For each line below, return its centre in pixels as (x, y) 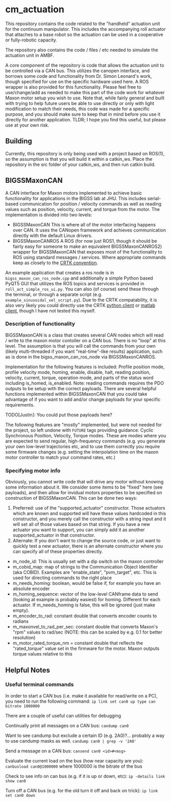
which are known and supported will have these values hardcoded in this (89, 514)
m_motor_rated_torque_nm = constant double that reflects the (78, 643)
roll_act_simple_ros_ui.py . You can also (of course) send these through (82, 289)
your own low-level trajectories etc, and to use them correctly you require (83, 446)
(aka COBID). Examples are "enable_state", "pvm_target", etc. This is (84, 573)
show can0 (16, 781)
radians (21, 621)
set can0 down (20, 795)
